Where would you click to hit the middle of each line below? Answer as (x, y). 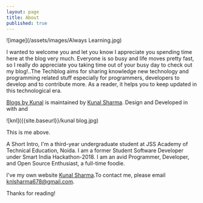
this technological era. (34, 91)
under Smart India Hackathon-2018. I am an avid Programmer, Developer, (98, 157)
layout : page (23, 12)
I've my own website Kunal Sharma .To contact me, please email (86, 175)
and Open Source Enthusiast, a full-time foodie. (66, 164)
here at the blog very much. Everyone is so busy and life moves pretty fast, (100, 59)
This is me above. (28, 132)
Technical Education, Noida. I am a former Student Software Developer (95, 151)
